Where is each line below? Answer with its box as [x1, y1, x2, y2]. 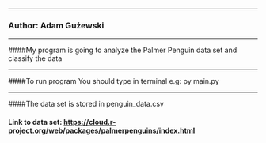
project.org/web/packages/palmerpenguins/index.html [8, 126, 196, 135]
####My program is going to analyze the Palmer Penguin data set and [8, 45, 237, 55]
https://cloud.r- [63, 117, 116, 126]
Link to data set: [8, 117, 63, 126]
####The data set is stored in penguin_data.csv [8, 100, 165, 109]
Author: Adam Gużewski [8, 20, 104, 31]
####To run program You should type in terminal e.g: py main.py [8, 77, 219, 86]
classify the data [8, 54, 63, 63]
